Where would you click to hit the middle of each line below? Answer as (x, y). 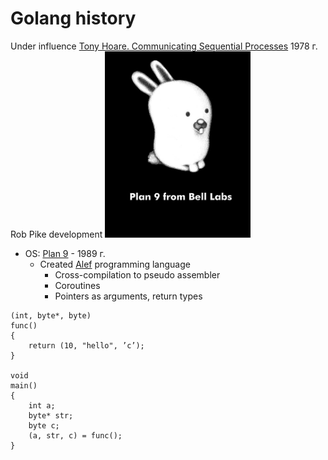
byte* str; (51, 415)
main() (24, 385)
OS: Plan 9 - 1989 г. (65, 253)
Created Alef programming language (115, 264)
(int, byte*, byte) (51, 315)
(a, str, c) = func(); (75, 435)
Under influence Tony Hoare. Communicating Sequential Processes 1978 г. (164, 46)
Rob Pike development (56, 234)
